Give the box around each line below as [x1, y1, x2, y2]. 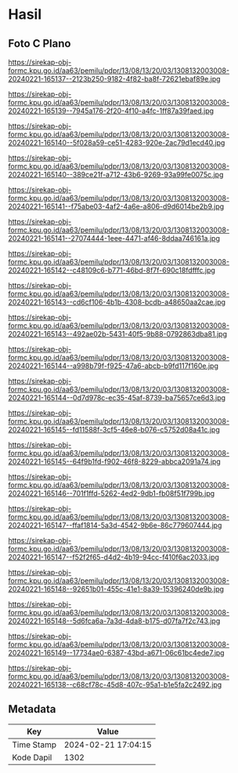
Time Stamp [12, 739, 57, 750]
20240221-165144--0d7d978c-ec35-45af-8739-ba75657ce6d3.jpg [8, 393, 225, 402]
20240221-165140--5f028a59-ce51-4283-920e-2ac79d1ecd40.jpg [8, 138, 225, 147]
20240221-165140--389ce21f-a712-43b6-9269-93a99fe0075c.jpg [8, 170, 224, 179]
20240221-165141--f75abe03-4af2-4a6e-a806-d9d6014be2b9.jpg [8, 202, 225, 211]
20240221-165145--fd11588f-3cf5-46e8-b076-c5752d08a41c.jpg [8, 425, 221, 434]
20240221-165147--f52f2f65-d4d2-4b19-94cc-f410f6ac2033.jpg [8, 552, 219, 562]
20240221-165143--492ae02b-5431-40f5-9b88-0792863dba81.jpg [8, 330, 227, 338]
